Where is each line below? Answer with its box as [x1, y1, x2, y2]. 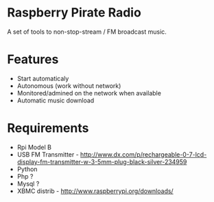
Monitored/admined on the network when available [16, 89, 161, 97]
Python [16, 165, 38, 173]
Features [7, 52, 59, 67]
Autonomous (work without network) [16, 81, 121, 90]
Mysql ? [16, 179, 40, 188]
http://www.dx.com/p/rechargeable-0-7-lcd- [80, 150, 207, 159]
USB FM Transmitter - [16, 150, 79, 159]
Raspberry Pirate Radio [7, 5, 142, 21]
